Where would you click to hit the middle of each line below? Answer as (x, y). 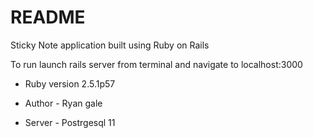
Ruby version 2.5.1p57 (70, 83)
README (48, 17)
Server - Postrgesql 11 (70, 122)
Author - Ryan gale (63, 103)
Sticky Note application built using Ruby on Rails (110, 45)
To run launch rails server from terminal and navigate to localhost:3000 (156, 64)
